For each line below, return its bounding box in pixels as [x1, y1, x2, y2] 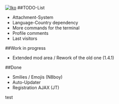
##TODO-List [17, 5, 45, 10]
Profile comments [12, 30, 49, 36]
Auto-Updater [12, 80, 41, 85]
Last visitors [12, 35, 38, 41]
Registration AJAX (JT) [12, 85, 59, 91]
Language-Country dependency [12, 20, 78, 25]
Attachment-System [12, 14, 54, 20]
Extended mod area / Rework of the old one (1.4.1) [12, 55, 115, 61]
